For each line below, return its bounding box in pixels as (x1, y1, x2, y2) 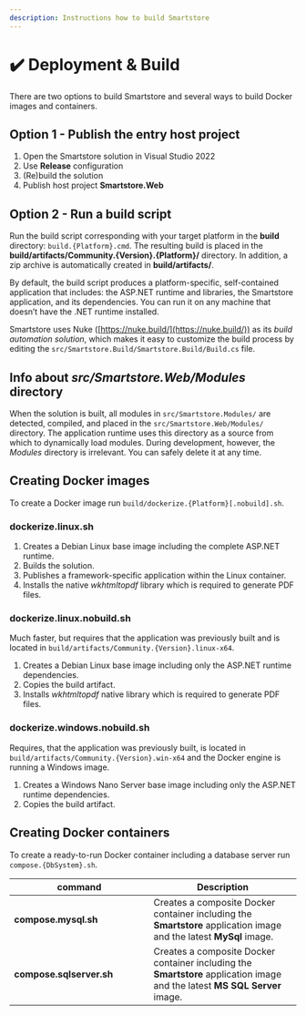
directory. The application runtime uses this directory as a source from (9, 427, 274, 438)
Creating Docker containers (9, 825, 170, 841)
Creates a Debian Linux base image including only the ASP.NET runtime (22, 660, 292, 671)
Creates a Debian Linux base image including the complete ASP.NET (22, 541, 280, 552)
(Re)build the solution (22, 170, 104, 181)
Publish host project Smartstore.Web (22, 179, 164, 191)
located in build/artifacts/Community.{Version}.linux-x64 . (9, 642, 235, 653)
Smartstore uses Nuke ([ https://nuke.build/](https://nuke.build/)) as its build (9, 324, 293, 335)
